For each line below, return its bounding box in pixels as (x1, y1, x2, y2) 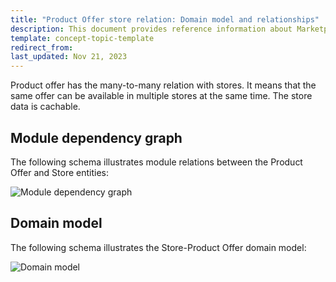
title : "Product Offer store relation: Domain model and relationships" (10, 14, 320, 25)
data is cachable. (10, 101, 81, 113)
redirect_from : (10, 42, 74, 53)
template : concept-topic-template (10, 33, 155, 43)
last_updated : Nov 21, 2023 (10, 52, 128, 62)
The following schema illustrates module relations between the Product (10, 156, 303, 168)
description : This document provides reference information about (10, 24, 293, 34)
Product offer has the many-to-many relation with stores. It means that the (10, 79, 317, 91)
